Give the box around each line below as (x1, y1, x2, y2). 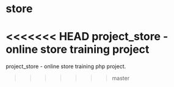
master (112, 75, 129, 82)
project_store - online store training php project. (5, 63, 126, 70)
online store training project (5, 43, 150, 57)
